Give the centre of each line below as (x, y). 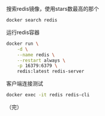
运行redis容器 (23, 32)
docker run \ (22, 44)
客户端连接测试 (25, 84)
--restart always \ (41, 60)
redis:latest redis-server (51, 71)
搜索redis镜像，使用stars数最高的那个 (53, 9)
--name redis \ (36, 55)
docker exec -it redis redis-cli (48, 95)
